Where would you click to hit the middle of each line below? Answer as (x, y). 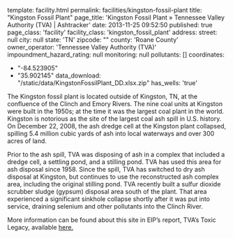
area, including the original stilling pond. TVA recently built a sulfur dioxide (114, 184)
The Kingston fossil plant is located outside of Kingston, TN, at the (102, 96)
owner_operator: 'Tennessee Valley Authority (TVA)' (82, 47)
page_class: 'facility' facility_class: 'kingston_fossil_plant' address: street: (112, 32)
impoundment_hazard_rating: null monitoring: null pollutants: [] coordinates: (116, 54)
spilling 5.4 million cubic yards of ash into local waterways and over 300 (111, 133)
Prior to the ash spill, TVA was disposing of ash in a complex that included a (116, 154)
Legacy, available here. (40, 227)
